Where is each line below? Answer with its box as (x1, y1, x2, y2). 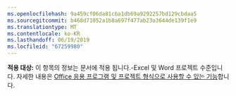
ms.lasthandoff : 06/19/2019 (7, 37, 90, 44)
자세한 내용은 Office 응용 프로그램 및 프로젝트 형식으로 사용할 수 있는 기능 (16, 72, 218, 80)
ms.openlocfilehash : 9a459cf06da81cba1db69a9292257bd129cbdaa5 (7, 10, 197, 18)
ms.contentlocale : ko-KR (7, 30, 80, 37)
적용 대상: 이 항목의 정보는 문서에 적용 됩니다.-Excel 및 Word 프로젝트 (7, 64, 199, 71)
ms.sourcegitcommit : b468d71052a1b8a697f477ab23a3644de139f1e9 (7, 17, 197, 24)
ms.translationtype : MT (7, 23, 77, 30)
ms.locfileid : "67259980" (7, 43, 83, 50)
